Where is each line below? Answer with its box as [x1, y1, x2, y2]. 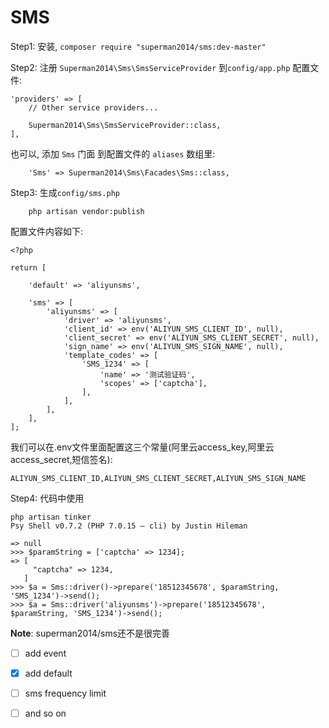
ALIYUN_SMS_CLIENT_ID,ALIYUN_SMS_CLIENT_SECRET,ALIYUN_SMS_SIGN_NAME [10, 473, 307, 483]
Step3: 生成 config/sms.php [10, 186, 121, 198]
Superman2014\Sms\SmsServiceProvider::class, [28, 120, 222, 130]
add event [24, 647, 67, 659]
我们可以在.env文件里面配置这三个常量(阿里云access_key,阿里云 [10, 441, 275, 453]
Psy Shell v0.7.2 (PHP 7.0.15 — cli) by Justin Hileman [10, 521, 248, 531]
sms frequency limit [24, 687, 107, 700]
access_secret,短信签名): [10, 453, 113, 465]
